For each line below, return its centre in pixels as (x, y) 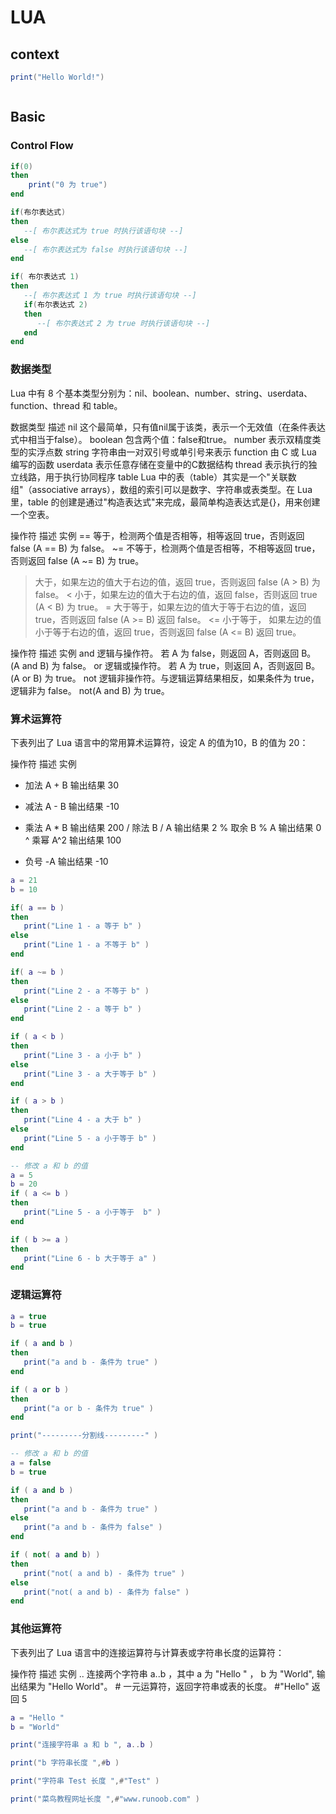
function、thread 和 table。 (66, 405)
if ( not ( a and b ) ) (55, 1555)
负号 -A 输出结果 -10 (66, 861)
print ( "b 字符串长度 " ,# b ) (65, 1763)
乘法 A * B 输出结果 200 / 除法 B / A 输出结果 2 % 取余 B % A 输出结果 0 (173, 827)
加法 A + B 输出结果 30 (72, 785)
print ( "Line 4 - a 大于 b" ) (82, 1120)
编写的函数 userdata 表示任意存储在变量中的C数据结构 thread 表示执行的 (159, 464)
